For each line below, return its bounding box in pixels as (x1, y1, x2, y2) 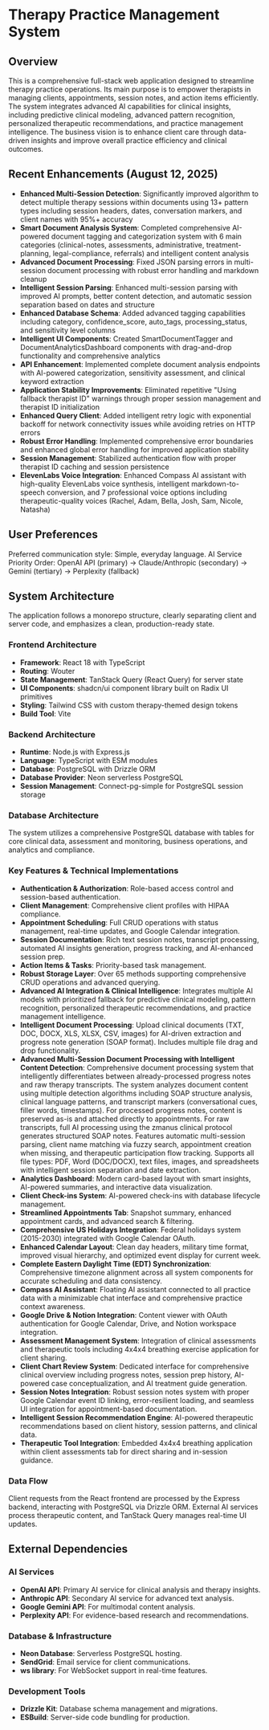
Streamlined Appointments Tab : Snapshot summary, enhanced (19, 1207, 231, 1218)
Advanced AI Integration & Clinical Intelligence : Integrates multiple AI (19, 985, 253, 995)
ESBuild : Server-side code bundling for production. (19, 1712, 190, 1722)
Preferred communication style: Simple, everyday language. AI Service (8, 549, 243, 559)
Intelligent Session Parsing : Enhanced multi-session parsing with (19, 283, 238, 292)
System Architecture (8, 590, 115, 603)
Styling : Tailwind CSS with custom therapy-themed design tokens (19, 700, 238, 710)
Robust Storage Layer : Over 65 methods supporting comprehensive (19, 969, 247, 978)
